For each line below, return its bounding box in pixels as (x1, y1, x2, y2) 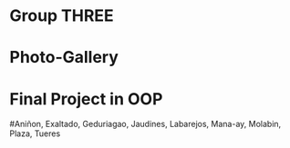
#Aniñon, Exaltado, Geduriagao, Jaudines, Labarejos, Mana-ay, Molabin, (9, 119, 282, 130)
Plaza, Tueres (9, 128, 61, 139)
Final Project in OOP (9, 88, 163, 109)
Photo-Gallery (9, 47, 119, 68)
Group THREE (9, 5, 114, 26)
